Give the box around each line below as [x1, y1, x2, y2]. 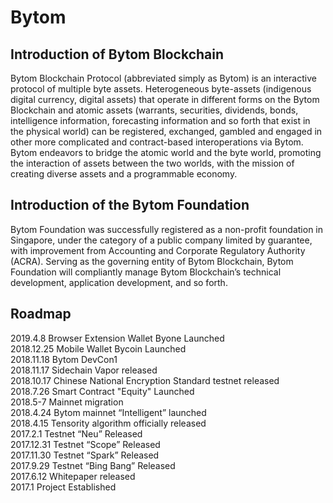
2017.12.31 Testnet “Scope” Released [10, 438, 161, 450]
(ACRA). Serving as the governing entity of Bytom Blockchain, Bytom [10, 255, 294, 267]
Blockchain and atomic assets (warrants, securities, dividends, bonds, [10, 104, 299, 116]
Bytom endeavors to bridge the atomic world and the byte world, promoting [10, 147, 322, 158]
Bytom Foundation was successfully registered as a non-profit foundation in [10, 223, 324, 235]
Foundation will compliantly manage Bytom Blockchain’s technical [10, 266, 282, 278]
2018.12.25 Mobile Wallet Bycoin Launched [10, 342, 187, 355]
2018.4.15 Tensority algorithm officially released [10, 417, 207, 429]
